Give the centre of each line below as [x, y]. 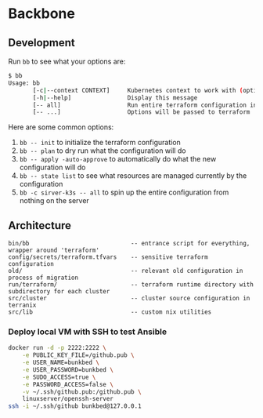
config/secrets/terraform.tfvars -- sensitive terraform [108, 257]
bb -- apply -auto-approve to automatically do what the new [118, 159]
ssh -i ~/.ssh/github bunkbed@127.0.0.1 [75, 406]
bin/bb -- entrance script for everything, [129, 244]
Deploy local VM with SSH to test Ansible [87, 332]
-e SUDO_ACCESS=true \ [59, 377]
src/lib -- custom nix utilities [110, 312]
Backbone [42, 14]
